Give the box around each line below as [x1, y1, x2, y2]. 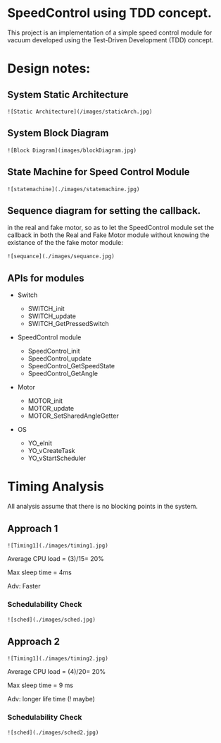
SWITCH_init [27, 305, 65, 313]
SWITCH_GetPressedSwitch [27, 320, 109, 328]
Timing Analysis [7, 478, 104, 495]
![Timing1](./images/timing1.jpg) [7, 542, 109, 549]
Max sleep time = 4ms [7, 568, 72, 576]
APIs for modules [7, 272, 84, 284]
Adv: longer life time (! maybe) [7, 695, 95, 703]
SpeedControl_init [27, 347, 80, 356]
